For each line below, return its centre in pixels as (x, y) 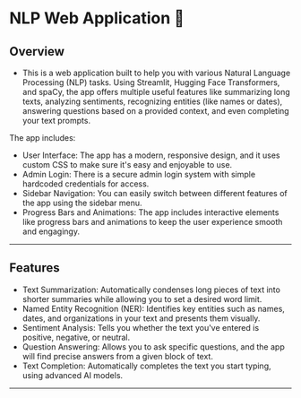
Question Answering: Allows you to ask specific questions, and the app (153, 346)
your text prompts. (56, 121)
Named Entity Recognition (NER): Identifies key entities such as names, (153, 308)
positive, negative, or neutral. (76, 337)
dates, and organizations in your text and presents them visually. (141, 318)
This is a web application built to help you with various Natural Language (156, 73)
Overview (37, 52)
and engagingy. (51, 231)
